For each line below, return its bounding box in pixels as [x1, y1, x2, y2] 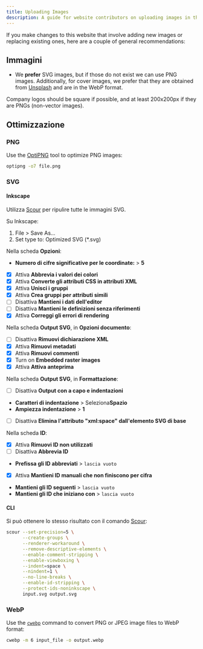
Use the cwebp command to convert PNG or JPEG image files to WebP [6, 619, 179, 627]
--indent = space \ [22, 563, 66, 569]
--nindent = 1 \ [22, 569, 59, 575]
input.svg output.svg [22, 591, 77, 597]
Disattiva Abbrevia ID [14, 448, 68, 455]
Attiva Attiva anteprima [14, 363, 74, 370]
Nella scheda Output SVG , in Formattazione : [6, 375, 119, 382]
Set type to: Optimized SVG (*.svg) [14, 236, 101, 243]
